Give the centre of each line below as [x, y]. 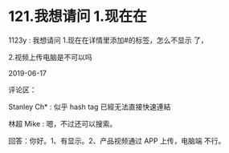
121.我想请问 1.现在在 [78, 16]
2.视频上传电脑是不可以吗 [50, 57]
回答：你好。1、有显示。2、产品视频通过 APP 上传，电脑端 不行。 [117, 140]
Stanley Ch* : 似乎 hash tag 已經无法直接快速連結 [90, 107]
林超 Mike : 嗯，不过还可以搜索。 [63, 123]
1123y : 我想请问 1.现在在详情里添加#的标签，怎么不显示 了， [108, 40]
